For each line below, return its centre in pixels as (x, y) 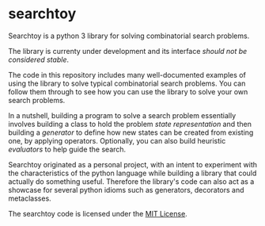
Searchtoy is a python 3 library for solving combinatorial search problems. (129, 36)
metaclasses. (30, 198)
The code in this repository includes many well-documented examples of (127, 75)
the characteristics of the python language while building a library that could (132, 173)
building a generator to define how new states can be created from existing (131, 132)
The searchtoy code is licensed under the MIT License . (98, 213)
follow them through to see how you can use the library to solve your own (128, 91)
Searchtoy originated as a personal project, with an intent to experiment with (133, 164)
